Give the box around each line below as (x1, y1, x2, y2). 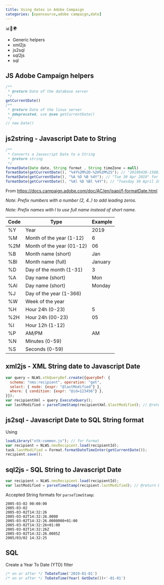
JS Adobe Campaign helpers (5, 71, 94, 80)
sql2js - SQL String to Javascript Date (5, 465, 122, 474)
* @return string (7, 156, 43, 161)
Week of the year (25, 298, 65, 305)
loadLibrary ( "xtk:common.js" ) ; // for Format (5, 438, 99, 443)
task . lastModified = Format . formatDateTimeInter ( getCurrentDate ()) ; (5, 447, 147, 452)
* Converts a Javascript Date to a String (7, 152, 95, 157)
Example (91, 218, 112, 225)
